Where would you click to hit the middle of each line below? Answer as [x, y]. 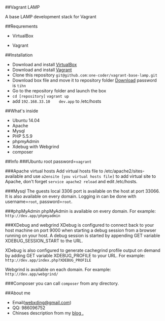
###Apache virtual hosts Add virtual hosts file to [54, 171]
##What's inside [22, 111]
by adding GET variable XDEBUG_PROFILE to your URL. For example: [75, 256]
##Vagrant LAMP [23, 7]
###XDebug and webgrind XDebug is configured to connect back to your [80, 225]
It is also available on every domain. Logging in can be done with [71, 196]
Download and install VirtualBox [45, 64]
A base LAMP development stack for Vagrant [51, 17]
